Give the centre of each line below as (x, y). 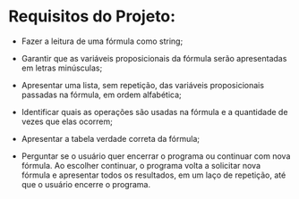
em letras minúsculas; (62, 68)
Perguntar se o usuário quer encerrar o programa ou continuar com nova (156, 156)
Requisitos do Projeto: (92, 17)
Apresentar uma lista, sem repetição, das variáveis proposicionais (143, 85)
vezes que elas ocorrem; (67, 121)
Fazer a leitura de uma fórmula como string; (102, 41)
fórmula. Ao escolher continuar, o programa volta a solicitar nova (141, 165)
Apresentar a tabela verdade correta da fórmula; (111, 138)
